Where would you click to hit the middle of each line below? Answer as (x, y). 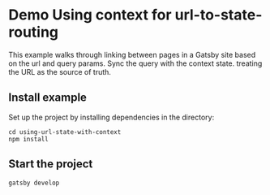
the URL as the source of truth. (60, 71)
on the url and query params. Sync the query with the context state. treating (135, 63)
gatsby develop (34, 183)
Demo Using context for (90, 15)
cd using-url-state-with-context (65, 132)
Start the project (51, 164)
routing (34, 32)
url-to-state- (219, 15)
